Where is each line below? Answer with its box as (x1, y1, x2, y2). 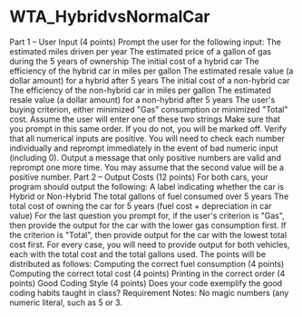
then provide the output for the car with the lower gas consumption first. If (9, 220, 287, 231)
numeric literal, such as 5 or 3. (9, 297, 122, 308)
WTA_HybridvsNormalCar (9, 6, 210, 27)
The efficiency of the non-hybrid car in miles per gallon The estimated (9, 84, 272, 95)
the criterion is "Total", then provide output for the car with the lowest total (9, 229, 287, 240)
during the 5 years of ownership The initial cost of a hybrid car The (9, 55, 260, 66)
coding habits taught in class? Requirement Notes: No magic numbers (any (9, 287, 289, 298)
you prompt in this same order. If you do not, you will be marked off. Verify (9, 123, 287, 134)
